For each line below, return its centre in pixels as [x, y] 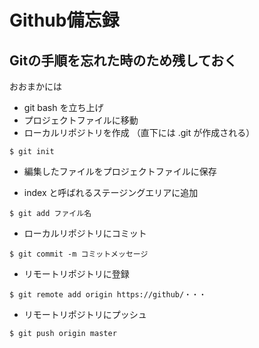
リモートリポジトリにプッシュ [85, 314]
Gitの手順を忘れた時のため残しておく [123, 60]
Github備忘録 [64, 20]
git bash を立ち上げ [63, 107]
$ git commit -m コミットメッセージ [79, 254]
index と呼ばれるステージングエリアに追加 [111, 192]
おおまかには [35, 86]
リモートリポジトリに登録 [76, 274]
